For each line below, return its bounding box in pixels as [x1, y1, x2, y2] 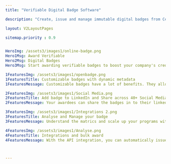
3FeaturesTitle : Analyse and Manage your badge [5, 114, 108, 119]
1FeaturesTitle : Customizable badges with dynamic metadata [5, 77, 136, 82]
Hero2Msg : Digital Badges [5, 58, 60, 64]
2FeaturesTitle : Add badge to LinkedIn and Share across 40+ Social [5, 95, 154, 101]
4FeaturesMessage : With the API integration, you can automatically [5, 138, 154, 143]
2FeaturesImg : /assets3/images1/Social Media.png [5, 91, 113, 96]
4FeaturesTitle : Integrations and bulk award [5, 133, 103, 138]
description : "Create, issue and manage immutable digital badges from [5, 16, 160, 22]
